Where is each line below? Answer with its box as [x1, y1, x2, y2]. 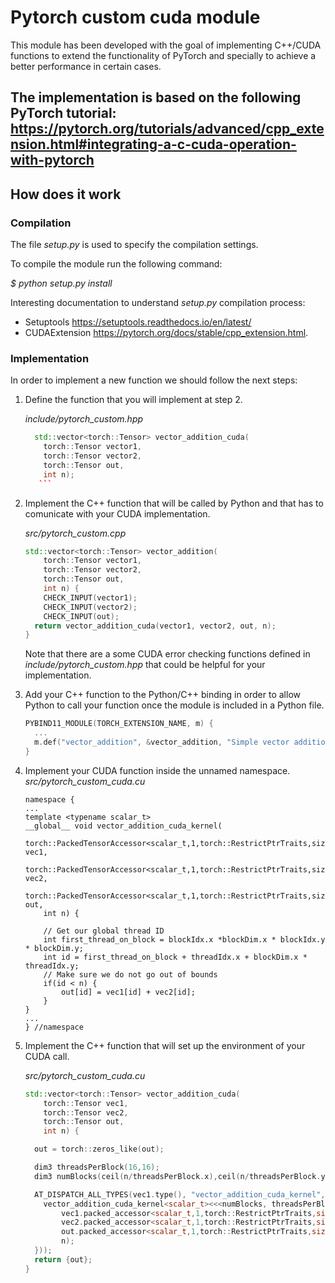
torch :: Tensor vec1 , [43, 1098, 129, 1108]
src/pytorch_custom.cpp [24, 527, 127, 539]
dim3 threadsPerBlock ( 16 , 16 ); [34, 1162, 160, 1173]
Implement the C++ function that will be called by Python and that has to [24, 497, 324, 509]
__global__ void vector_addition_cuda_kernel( [24, 821, 223, 831]
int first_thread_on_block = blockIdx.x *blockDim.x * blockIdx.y [43, 934, 326, 945]
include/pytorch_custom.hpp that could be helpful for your [24, 659, 266, 671]
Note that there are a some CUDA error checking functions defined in [24, 648, 311, 660]
